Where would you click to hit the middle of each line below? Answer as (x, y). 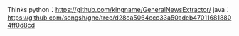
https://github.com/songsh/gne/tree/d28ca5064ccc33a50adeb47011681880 (119, 18)
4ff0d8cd (21, 25)
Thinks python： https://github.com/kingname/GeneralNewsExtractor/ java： (119, 10)
